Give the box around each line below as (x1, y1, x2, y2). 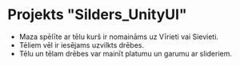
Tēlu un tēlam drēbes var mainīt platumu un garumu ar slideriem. (18, 49, 233, 58)
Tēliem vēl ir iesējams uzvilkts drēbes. (18, 40, 145, 49)
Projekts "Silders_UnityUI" (7, 6, 187, 24)
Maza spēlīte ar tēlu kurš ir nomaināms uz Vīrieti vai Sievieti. (18, 32, 219, 41)
